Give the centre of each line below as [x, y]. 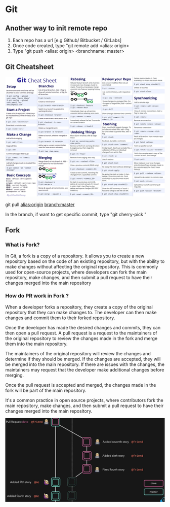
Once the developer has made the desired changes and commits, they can [83, 327]
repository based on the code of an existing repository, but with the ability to [85, 261]
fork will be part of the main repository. [46, 390]
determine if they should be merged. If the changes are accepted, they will [83, 359]
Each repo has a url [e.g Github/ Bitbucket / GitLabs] [67, 40]
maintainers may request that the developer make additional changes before [85, 369]
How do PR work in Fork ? [37, 296]
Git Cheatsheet [30, 67]
